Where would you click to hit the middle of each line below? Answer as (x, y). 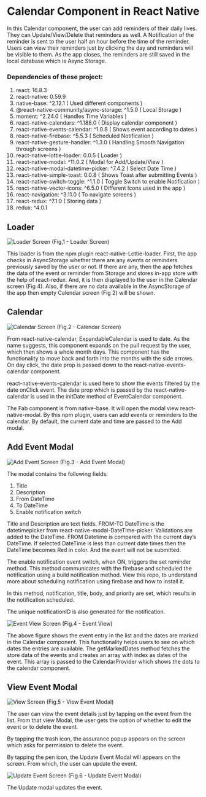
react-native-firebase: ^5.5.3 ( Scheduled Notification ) (85, 136)
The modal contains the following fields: (57, 473)
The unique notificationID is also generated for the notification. (86, 612)
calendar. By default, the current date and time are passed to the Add (94, 421)
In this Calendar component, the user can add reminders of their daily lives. (102, 28)
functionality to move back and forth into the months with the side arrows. (100, 358)
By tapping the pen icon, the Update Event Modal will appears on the (94, 757)
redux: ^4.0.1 (32, 208)
